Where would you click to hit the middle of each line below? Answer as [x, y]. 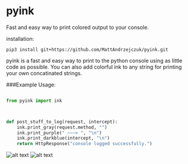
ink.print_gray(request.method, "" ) [62, 127]
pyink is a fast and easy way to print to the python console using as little [94, 60]
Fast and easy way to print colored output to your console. [78, 27]
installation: [20, 38]
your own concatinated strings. [44, 73]
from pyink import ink [34, 101]
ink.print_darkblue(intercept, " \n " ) [63, 138]
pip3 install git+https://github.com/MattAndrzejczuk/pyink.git [87, 49]
